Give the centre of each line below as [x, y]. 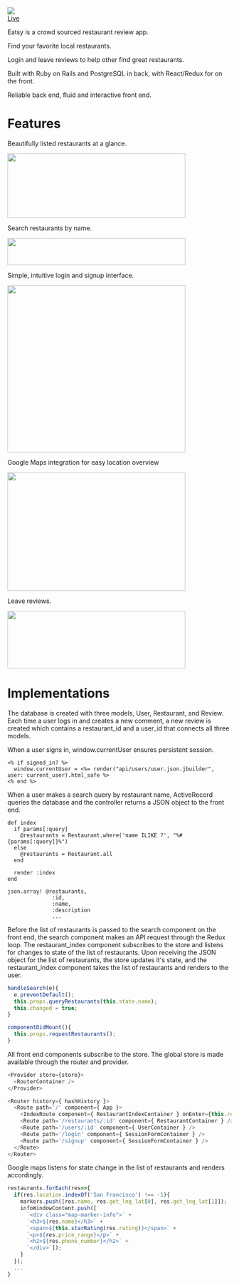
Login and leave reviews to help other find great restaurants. [96, 60]
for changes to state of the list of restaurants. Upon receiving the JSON [112, 952]
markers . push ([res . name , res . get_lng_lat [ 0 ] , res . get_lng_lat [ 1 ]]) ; [124, 1202]
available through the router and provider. [68, 1062]
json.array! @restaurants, [47, 891]
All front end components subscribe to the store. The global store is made [116, 1054]
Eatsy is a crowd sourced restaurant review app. [78, 32]
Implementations [59, 693]
